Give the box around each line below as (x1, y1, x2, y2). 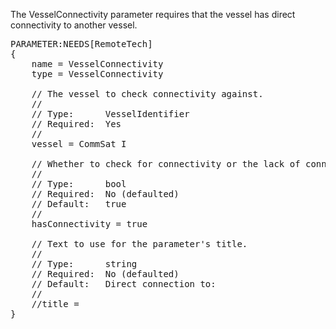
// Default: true (31, 199, 127, 209)
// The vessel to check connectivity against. (31, 89, 264, 99)
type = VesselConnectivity (31, 69, 164, 79)
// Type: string (31, 259, 138, 269)
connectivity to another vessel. (10, 19, 138, 31)
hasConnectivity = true (31, 219, 148, 229)
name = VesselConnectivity (31, 59, 164, 69)
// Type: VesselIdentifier (31, 109, 190, 119)
